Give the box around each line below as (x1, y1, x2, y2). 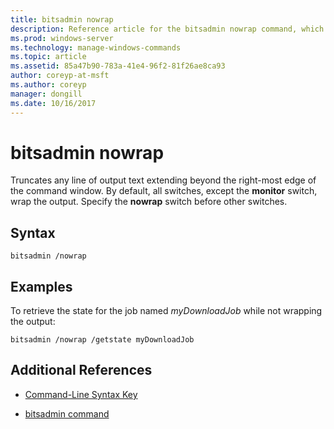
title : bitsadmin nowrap (10, 14, 114, 25)
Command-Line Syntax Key (24, 388, 138, 400)
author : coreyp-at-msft (10, 71, 110, 81)
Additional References (10, 362, 153, 379)
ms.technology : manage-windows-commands (10, 42, 182, 53)
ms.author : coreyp (10, 80, 87, 90)
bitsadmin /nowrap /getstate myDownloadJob (10, 335, 195, 345)
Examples (10, 278, 73, 295)
